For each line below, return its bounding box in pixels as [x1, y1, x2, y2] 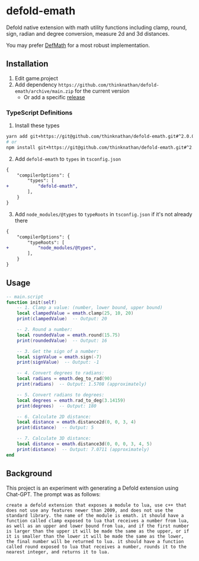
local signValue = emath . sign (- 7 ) [17, 354, 102, 360]
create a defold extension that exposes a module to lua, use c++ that [6, 502, 187, 508]
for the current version [75, 87, 130, 94]
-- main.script [6, 294, 44, 300]
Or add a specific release [23, 93, 85, 100]
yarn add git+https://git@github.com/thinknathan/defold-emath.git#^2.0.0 [6, 134, 195, 140]
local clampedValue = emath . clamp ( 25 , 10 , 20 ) [17, 310, 134, 316]
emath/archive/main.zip [14, 88, 74, 94]
